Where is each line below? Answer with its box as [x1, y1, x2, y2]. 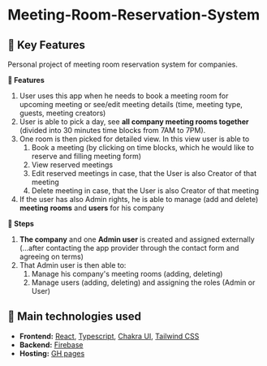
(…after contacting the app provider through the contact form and [19, 243, 239, 252]
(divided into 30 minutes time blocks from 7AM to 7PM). [19, 126, 206, 135]
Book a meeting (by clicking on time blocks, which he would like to [31, 143, 255, 152]
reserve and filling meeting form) [31, 152, 142, 161]
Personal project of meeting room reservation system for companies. [7, 59, 239, 69]
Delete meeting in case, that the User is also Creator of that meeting [31, 186, 260, 196]
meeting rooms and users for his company [19, 203, 165, 213]
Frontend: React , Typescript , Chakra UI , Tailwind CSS [19, 331, 200, 341]
